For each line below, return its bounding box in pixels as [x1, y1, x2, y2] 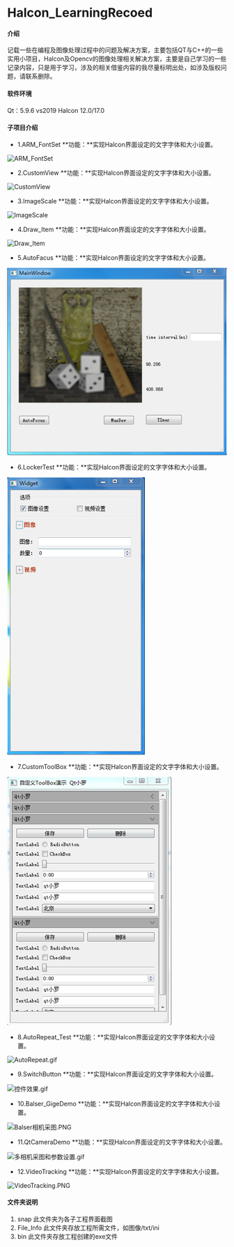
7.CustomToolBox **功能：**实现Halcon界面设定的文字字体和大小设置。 [17, 762, 223, 770]
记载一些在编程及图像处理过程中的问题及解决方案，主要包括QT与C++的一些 [7, 46, 224, 54]
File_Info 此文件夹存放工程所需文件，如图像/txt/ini [17, 1223, 160, 1232]
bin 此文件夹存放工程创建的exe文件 [17, 1232, 118, 1241]
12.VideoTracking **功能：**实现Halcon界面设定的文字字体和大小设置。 [17, 1167, 223, 1175]
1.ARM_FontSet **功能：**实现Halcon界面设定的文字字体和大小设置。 [17, 140, 217, 148]
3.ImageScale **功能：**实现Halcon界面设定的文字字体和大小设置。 [17, 196, 213, 205]
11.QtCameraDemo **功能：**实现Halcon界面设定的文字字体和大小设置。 [17, 1138, 226, 1146]
